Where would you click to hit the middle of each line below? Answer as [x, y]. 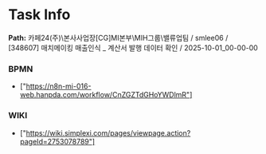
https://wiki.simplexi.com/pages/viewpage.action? [108, 132]
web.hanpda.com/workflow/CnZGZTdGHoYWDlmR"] [106, 95]
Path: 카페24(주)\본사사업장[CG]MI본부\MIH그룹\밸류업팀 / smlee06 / [118, 38]
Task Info [39, 15]
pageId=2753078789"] [57, 141]
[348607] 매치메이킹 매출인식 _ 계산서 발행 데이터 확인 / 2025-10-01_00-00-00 [133, 47]
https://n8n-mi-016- [59, 86]
